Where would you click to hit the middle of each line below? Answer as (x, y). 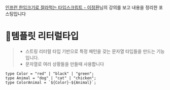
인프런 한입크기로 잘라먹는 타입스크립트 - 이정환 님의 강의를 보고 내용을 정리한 (81, 7)
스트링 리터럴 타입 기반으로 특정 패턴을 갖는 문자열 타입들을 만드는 (90, 51)
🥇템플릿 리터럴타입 (42, 36)
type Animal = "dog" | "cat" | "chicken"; (51, 78)
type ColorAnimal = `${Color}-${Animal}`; (51, 82)
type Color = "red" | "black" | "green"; (50, 73)
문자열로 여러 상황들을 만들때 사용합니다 (65, 64)
